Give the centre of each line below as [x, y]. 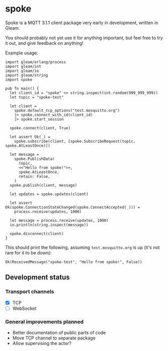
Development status [38, 277]
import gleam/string [27, 75]
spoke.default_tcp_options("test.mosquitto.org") [67, 110]
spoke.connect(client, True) [40, 128]
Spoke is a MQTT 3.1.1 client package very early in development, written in [82, 23]
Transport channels [30, 292]
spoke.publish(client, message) [44, 185]
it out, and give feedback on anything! [44, 43]
